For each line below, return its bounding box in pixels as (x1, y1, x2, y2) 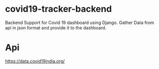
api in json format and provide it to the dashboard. (5, 24, 107, 30)
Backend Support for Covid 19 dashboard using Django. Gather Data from (5, 20, 154, 25)
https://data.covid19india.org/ (5, 58, 65, 64)
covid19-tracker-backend (5, 3, 112, 15)
